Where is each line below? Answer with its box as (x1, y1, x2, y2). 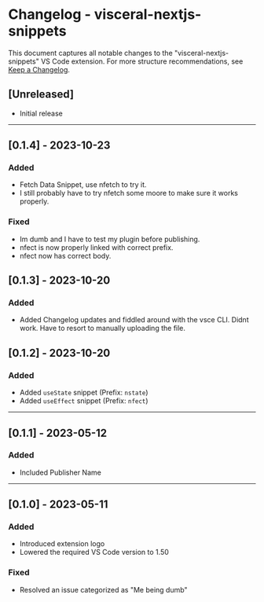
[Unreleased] (8, 88, 75, 101)
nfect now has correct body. (19, 251, 112, 260)
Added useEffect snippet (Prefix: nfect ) (19, 396, 148, 406)
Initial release (19, 108, 63, 118)
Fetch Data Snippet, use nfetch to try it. (19, 180, 147, 189)
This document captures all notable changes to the (8, 48, 173, 57)
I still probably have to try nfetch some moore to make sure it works (19, 189, 238, 198)
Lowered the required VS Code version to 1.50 (19, 548, 169, 557)
